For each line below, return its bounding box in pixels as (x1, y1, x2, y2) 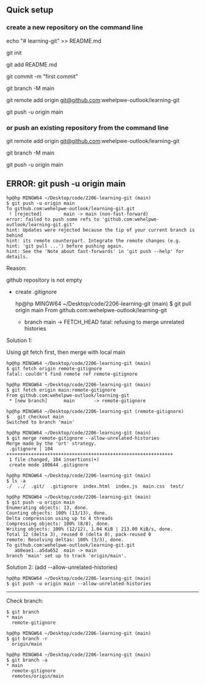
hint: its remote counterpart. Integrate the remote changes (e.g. (6, 238, 182, 244)
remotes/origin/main (12, 673, 64, 679)
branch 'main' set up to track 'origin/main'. (6, 552, 127, 559)
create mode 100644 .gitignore (9, 461, 88, 468)
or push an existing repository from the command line (6, 123, 169, 132)
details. (6, 254, 29, 260)
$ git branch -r (6, 636, 48, 642)
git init (6, 49, 23, 56)
